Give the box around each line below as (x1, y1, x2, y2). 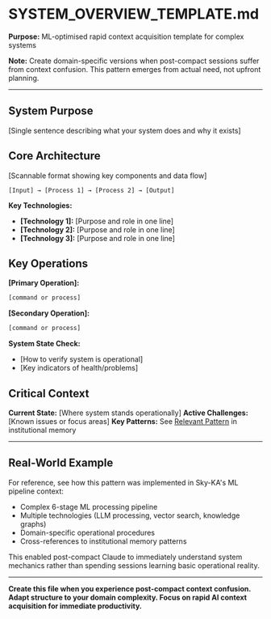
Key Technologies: (8, 200, 73, 210)
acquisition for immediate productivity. (8, 600, 143, 611)
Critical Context (8, 386, 90, 401)
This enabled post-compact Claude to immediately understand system (8, 552, 243, 562)
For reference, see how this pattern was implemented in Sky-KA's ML (8, 477, 239, 487)
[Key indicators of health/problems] (19, 363, 139, 373)
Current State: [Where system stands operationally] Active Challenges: (8, 408, 248, 418)
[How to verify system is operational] (19, 354, 144, 364)
